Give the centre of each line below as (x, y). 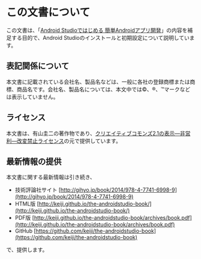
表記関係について (38, 66)
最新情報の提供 (34, 161)
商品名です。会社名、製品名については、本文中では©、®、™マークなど (103, 89)
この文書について (48, 12)
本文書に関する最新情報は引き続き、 (51, 177)
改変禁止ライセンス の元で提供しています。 (69, 141)
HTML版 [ (27, 204)
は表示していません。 (32, 96)
